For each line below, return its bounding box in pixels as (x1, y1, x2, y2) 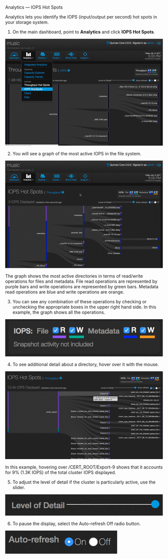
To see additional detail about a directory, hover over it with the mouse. (12, 361, 159, 367)
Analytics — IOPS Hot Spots (5, 4, 63, 10)
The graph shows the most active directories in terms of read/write (5, 273, 143, 279)
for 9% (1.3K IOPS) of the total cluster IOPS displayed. (5, 469, 116, 475)
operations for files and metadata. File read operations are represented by (5, 278, 157, 284)
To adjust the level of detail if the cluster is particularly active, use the (12, 479, 156, 485)
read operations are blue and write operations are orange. (5, 289, 124, 295)
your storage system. (5, 19, 49, 25)
